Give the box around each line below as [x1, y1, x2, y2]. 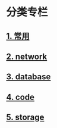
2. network [6, 51, 47, 61]
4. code [6, 92, 34, 102]
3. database [6, 72, 51, 82]
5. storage [6, 113, 45, 123]
